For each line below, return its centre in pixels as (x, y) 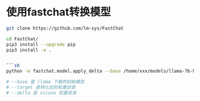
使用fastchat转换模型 (59, 12)
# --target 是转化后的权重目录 (41, 87)
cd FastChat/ (22, 39)
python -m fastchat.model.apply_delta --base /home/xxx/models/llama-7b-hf (102, 71)
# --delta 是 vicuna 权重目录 (41, 93)
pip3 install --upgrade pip (41, 44)
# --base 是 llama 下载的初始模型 (45, 82)
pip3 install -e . (29, 50)
